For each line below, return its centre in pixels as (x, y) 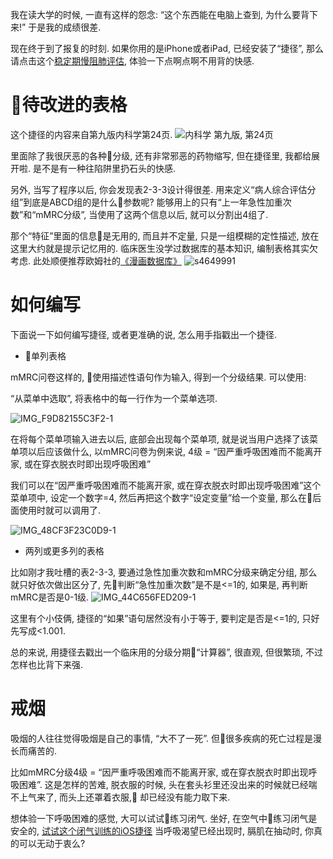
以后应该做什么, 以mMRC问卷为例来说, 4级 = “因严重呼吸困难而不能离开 (175, 451)
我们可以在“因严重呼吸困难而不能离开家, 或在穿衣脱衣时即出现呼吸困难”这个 (166, 485)
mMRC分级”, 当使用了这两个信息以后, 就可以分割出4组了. (152, 214)
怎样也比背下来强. (47, 664)
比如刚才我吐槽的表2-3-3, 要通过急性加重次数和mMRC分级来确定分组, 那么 (164, 572)
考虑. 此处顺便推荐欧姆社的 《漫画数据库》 (96, 260)
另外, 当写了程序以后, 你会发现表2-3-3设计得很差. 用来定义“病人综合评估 (159, 189)
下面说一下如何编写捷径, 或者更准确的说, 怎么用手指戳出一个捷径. (143, 334)
